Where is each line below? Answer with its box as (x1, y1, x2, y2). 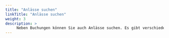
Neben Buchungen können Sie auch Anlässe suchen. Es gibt (16, 26, 141, 31)
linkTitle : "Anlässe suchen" (5, 12, 66, 17)
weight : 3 (5, 16, 26, 21)
